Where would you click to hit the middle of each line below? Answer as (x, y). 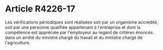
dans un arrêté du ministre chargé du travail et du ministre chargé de (74, 37)
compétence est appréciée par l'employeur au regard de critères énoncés (79, 32)
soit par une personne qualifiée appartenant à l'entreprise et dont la (73, 27)
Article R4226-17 (40, 9)
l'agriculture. (18, 42)
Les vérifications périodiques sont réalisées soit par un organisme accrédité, (82, 22)
